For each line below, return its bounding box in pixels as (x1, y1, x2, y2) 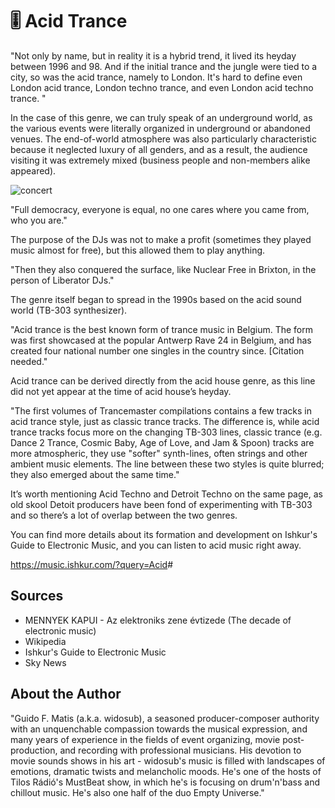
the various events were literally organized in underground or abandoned (10, 122, 311, 134)
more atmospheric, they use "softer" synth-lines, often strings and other (10, 447, 308, 459)
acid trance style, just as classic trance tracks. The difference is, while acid (10, 415, 320, 427)
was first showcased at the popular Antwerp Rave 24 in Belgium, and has (10, 334, 312, 346)
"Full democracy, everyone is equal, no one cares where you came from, (10, 203, 310, 215)
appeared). (10, 164, 57, 177)
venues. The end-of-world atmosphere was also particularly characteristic (10, 133, 317, 145)
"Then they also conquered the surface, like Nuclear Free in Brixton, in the (10, 263, 317, 275)
